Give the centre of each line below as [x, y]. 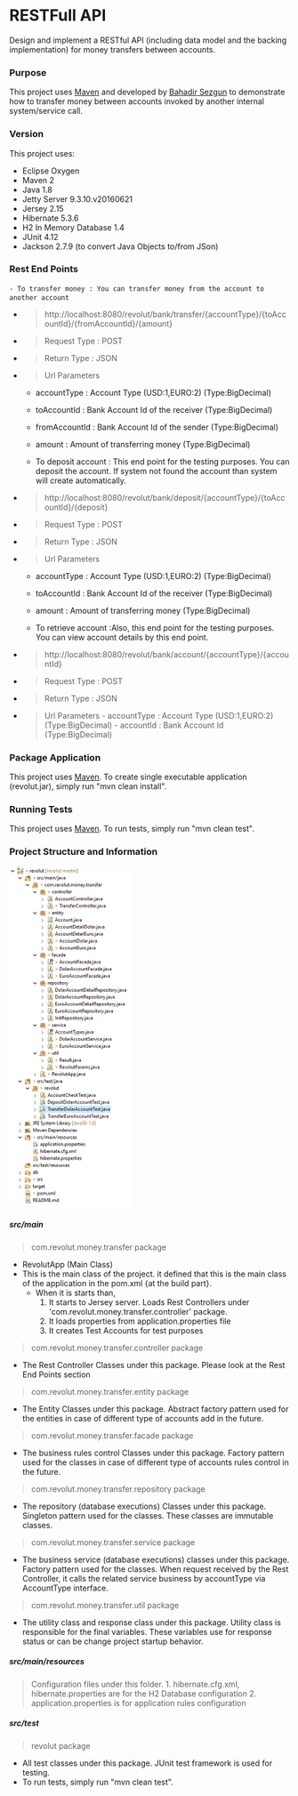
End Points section [56, 1374]
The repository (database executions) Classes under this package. [144, 1506]
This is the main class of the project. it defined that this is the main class [154, 1274]
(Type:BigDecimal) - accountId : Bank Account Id [134, 725]
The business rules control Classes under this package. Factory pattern [153, 1453]
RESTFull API [58, 16]
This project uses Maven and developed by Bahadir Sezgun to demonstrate [147, 92]
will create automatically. [81, 480]
